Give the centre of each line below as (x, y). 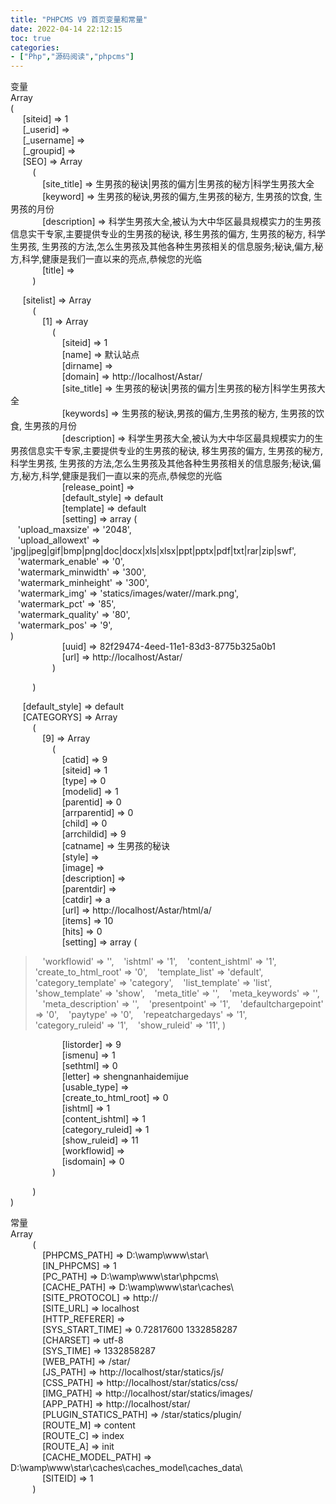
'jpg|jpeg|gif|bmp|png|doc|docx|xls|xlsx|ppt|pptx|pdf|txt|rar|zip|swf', (153, 551)
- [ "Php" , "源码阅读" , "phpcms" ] (72, 57)
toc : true (31, 38)
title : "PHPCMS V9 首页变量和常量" (79, 19)
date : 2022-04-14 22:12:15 (66, 29)
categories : (35, 47)
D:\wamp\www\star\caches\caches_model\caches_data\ (126, 1468)
